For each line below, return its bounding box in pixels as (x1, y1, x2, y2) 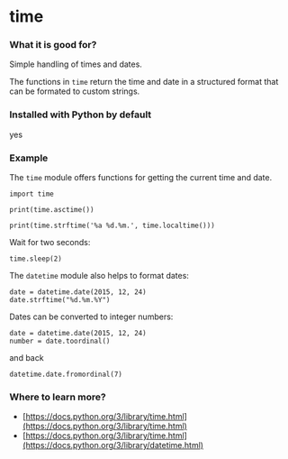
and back (9, 353, 44, 363)
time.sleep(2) (9, 254, 63, 263)
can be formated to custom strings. (9, 86, 140, 96)
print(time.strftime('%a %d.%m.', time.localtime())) (9, 221, 216, 231)
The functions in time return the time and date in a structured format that (9, 77, 279, 87)
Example (9, 151, 49, 164)
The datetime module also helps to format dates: (9, 271, 189, 281)
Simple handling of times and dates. (9, 59, 142, 69)
